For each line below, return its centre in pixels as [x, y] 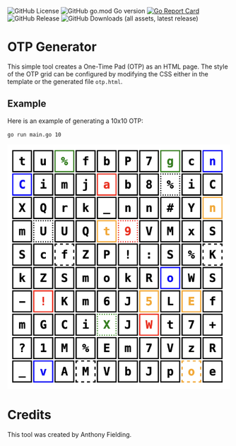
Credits [29, 415]
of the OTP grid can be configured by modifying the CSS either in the [108, 74]
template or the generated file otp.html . [65, 81]
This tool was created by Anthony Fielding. [70, 435]
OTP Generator [52, 47]
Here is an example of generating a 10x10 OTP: [75, 121]
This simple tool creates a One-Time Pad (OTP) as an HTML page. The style [118, 66]
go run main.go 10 [34, 134]
